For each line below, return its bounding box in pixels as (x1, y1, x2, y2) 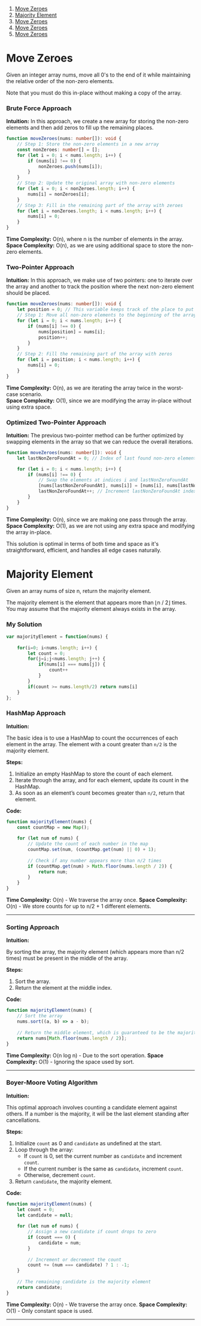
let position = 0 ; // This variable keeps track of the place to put (17, 306, 194, 313)
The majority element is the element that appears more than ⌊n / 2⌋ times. (6, 598, 187, 606)
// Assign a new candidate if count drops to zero (28, 1229, 157, 1235)
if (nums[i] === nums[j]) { (38, 661, 106, 668)
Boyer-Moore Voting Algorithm (6, 1078, 98, 1087)
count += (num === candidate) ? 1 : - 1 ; (28, 1262, 130, 1268)
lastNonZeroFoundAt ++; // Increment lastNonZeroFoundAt (38, 488, 181, 494)
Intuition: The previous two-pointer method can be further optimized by (6, 431, 184, 439)
